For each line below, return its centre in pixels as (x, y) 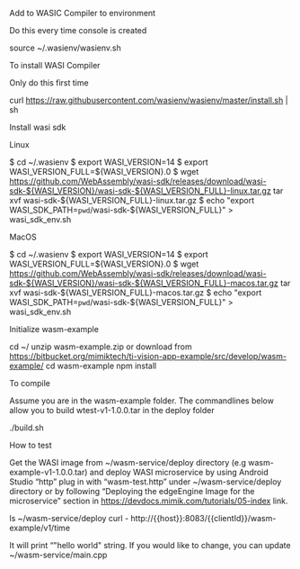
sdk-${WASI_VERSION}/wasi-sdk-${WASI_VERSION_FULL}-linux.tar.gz (140, 191)
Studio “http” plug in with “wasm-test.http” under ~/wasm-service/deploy (146, 482)
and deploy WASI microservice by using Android (179, 472)
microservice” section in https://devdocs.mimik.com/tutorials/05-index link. (149, 501)
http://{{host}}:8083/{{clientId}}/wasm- (203, 518)
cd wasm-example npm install (101, 366)
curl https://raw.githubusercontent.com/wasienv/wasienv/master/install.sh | (149, 100)
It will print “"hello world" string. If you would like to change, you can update (150, 545)
